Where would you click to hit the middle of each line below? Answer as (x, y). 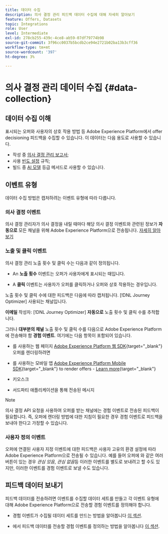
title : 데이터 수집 (23, 10)
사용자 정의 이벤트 (26, 437)
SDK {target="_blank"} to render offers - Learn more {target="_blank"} (84, 369)
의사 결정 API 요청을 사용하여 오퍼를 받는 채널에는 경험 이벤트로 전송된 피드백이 (82, 410)
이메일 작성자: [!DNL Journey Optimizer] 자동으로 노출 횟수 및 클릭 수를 (76, 312)
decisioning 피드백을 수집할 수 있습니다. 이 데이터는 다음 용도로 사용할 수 (76, 138)
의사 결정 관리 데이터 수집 (54, 87)
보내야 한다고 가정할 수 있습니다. (37, 423)
